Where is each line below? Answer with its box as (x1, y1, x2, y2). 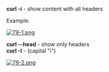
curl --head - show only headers (6, 41, 90, 48)
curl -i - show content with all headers (6, 5, 103, 12)
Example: (6, 17, 30, 24)
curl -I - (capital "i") (6, 47, 56, 54)
